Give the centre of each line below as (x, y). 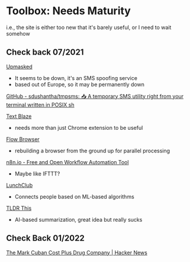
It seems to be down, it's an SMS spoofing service (76, 78)
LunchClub (20, 185)
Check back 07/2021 (45, 52)
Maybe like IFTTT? (37, 174)
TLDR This (19, 208)
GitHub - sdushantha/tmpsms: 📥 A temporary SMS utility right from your (95, 96)
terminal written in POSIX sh (41, 104)
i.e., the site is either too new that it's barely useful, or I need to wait (89, 27)
